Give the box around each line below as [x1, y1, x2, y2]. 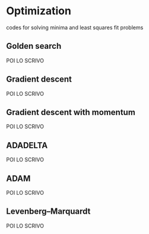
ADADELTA [6, 140, 48, 150]
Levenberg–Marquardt [6, 207, 91, 217]
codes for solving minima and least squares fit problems [6, 24, 144, 31]
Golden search [6, 41, 62, 51]
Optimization [6, 4, 71, 18]
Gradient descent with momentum [6, 107, 135, 117]
